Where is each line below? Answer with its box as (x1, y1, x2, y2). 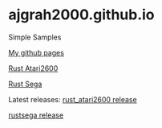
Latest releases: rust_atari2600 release (8, 94, 138, 104)
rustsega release (8, 110, 64, 120)
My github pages (8, 47, 64, 57)
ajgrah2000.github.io (8, 6, 155, 24)
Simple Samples (8, 32, 62, 42)
